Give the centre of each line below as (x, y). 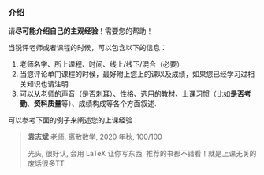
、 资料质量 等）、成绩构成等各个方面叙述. (91, 104)
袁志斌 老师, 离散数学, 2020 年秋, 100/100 (95, 137)
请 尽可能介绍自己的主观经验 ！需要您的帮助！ (81, 31)
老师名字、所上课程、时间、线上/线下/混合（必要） (101, 64)
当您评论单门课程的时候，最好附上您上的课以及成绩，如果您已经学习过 (134, 74)
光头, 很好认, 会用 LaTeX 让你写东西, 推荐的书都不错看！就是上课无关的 (142, 154)
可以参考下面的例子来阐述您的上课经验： (74, 120)
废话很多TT (46, 163)
